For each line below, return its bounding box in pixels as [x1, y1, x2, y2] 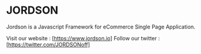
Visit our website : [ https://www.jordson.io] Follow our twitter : [6, 34, 161, 42]
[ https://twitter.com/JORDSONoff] [6, 41, 90, 48]
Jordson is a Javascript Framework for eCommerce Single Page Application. [6, 23, 196, 30]
